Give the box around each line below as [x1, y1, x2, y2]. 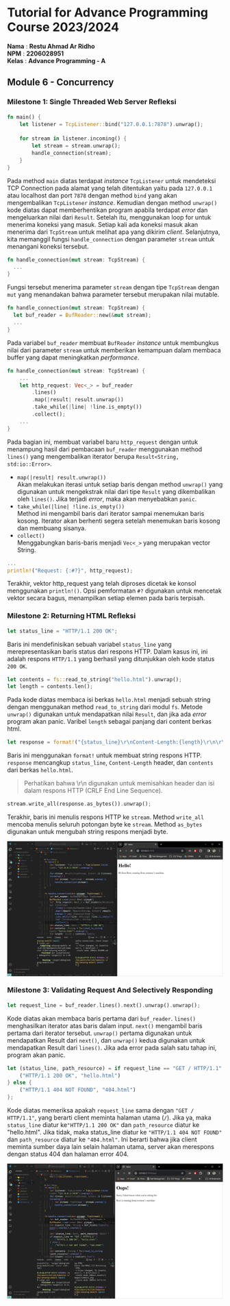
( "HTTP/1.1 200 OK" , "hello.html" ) [19, 1072, 121, 1079]
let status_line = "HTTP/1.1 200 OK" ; [7, 628, 118, 634]
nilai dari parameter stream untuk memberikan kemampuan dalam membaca [7, 346, 221, 354]
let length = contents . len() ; [7, 683, 94, 690]
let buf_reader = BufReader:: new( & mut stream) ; [13, 312, 152, 319]
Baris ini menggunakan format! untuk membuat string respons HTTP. [7, 751, 202, 759]
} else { [7, 1079, 32, 1087]
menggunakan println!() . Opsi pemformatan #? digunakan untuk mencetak [7, 586, 222, 595]
